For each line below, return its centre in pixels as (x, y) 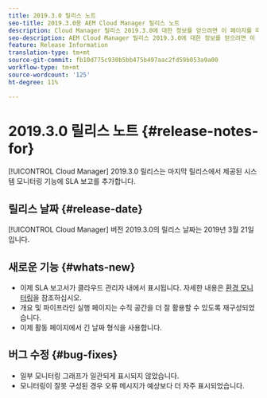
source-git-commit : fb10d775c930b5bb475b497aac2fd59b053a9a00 (113, 60)
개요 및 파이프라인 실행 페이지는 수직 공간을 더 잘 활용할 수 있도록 (120, 308)
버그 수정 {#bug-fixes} (63, 355)
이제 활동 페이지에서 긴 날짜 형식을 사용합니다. (91, 328)
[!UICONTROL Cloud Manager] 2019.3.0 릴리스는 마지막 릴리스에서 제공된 (125, 171)
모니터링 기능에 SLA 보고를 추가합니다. (76, 181)
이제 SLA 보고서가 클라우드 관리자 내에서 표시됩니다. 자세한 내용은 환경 (129, 288)
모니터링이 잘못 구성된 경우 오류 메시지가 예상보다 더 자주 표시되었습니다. (132, 385)
